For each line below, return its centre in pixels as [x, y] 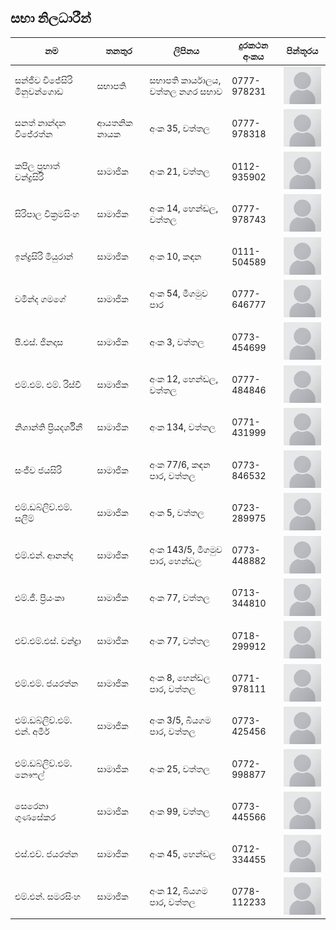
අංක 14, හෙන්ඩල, [184, 208]
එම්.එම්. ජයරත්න [46, 683]
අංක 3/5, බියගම [180, 720]
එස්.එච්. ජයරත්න [46, 854]
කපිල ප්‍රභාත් [37, 165]
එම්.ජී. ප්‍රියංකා [39, 598]
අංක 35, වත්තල [179, 128]
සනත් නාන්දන [40, 123]
